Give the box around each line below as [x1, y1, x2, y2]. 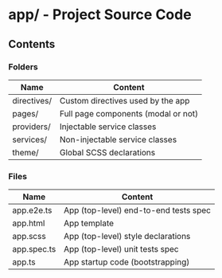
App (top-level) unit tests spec [63, 244, 179, 255]
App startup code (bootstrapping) [63, 256, 190, 268]
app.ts [12, 256, 36, 268]
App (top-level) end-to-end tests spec [63, 205, 212, 216]
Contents [8, 37, 56, 51]
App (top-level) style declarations [63, 231, 191, 242]
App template [63, 217, 114, 229]
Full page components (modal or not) [59, 108, 199, 119]
